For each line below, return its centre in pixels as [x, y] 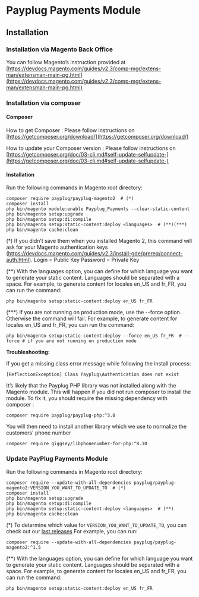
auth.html [18, 260]
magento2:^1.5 [24, 547]
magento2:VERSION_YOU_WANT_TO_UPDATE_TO [57, 488]
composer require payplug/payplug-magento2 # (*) [70, 199]
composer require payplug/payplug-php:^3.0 [61, 415]
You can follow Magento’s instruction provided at [66, 62]
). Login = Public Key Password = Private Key [84, 260]
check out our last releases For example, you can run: [72, 531]
